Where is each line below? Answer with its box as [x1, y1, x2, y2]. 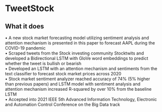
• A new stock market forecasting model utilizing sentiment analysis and [5, 35, 149, 41]
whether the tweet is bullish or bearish [5, 61, 82, 66]
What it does [5, 22, 44, 30]
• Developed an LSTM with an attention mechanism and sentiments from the [5, 66, 158, 71]
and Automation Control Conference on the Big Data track [5, 102, 120, 107]
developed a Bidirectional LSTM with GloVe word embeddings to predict [5, 56, 148, 61]
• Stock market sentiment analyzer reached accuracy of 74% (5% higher [5, 76, 150, 82]
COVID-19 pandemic [5, 45, 46, 51]
